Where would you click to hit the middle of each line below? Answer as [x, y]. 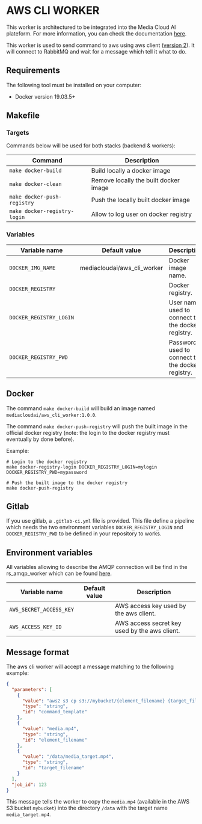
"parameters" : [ [32, 689]
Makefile [23, 116]
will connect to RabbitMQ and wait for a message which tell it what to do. [96, 51]
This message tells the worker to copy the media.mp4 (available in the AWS [98, 802]
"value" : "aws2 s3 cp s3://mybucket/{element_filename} [93, 701]
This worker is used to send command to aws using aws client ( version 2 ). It [100, 45]
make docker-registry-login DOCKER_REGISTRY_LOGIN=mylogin [82, 467]
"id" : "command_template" [54, 712]
